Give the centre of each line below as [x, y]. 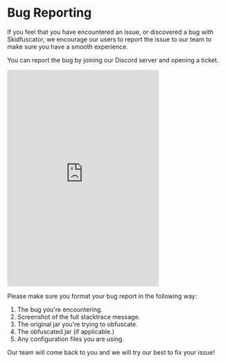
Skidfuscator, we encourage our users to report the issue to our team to [109, 39]
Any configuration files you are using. [71, 339]
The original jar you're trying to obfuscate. [78, 324]
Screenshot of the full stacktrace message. [79, 317]
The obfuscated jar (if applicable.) [66, 331]
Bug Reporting [49, 13]
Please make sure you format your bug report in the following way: [102, 296]
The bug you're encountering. [60, 309]
